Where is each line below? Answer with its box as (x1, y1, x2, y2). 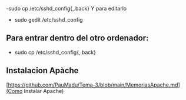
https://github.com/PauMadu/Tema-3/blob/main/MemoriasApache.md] (8, 81, 181, 88)
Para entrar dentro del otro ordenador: (6, 33, 149, 43)
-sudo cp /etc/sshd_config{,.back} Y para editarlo (6, 5, 127, 12)
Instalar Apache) (24, 87, 64, 94)
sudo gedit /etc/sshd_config (14, 16, 84, 23)
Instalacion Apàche (6, 65, 79, 75)
